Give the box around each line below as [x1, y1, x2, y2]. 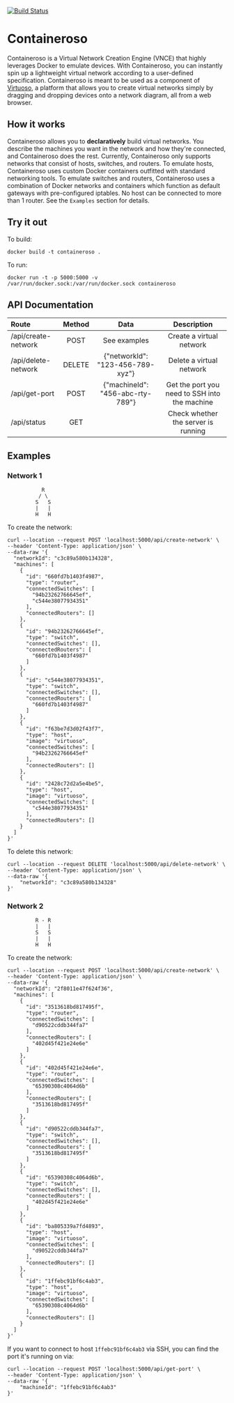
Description [173, 320, 213, 329]
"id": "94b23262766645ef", [25, 628, 104, 635]
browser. [7, 98, 33, 107]
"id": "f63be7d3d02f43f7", [25, 726, 104, 732]
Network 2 [7, 901, 44, 911]
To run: [7, 260, 28, 269]
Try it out [7, 217, 47, 228]
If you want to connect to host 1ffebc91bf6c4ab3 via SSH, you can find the [7, 1345, 219, 1354]
